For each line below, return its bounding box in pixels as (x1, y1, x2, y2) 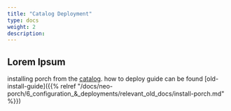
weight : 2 (7, 23, 36, 30)
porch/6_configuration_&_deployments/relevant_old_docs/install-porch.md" (7, 89, 225, 98)
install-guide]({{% (7, 82, 59, 91)
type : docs (7, 17, 39, 24)
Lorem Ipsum (7, 55, 66, 67)
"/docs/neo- (77, 82, 113, 91)
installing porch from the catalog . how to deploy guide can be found (7, 74, 203, 83)
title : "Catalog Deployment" (7, 10, 92, 18)
